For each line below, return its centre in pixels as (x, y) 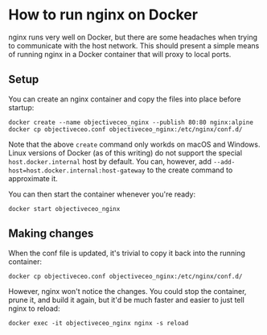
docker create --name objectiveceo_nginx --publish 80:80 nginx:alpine (131, 122)
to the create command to (190, 170)
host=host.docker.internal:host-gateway (77, 171)
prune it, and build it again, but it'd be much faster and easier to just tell (127, 300)
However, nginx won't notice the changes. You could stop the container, (127, 291)
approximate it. (33, 178)
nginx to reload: (34, 308)
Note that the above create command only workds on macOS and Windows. (134, 144)
